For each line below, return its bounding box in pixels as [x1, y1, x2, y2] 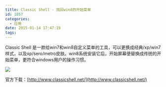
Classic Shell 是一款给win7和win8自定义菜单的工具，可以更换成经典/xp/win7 [5, 44, 161, 50]
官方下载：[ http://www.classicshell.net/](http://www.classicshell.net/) [5, 77, 147, 82]
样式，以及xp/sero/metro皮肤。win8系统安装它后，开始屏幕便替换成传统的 [5, 50, 157, 56]
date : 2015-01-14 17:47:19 [5, 26, 61, 31]
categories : [5, 16, 30, 21]
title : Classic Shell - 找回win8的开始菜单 [5, 7, 91, 12]
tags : [5, 30, 16, 35]
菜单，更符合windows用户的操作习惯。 [9, 57, 89, 62]
